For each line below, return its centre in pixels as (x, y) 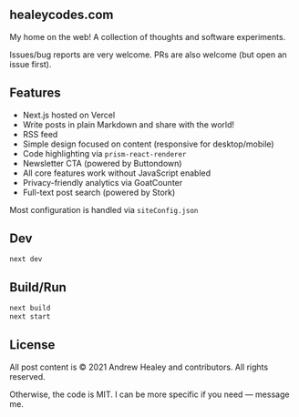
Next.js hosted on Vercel (69, 115)
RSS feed (40, 134)
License (32, 345)
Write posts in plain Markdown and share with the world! (129, 124)
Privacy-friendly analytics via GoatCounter (103, 182)
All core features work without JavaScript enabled (117, 173)
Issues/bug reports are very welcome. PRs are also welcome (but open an (148, 55)
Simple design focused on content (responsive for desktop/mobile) (149, 144)
